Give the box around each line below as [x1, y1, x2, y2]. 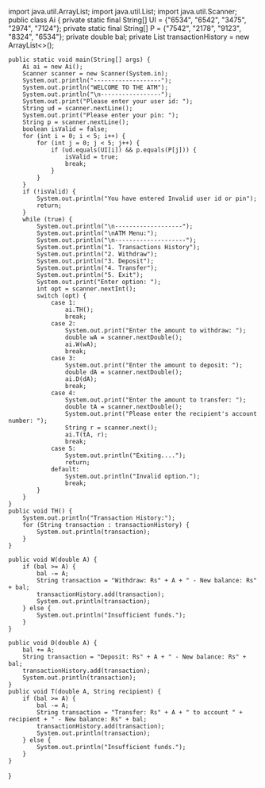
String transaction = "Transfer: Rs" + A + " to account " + [36, 709, 244, 717]
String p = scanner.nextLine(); [22, 118, 129, 126]
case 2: [50, 320, 77, 328]
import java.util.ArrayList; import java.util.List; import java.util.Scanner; [8, 7, 238, 16]
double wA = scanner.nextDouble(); [64, 333, 182, 341]
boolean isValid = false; [22, 125, 109, 133]
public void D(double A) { [8, 639, 98, 647]
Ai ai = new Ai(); [22, 63, 83, 71]
